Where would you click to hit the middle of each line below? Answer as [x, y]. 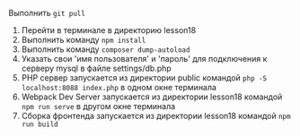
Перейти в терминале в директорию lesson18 [109, 30]
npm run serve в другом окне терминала [98, 106]
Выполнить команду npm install [84, 40]
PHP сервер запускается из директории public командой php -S [144, 78]
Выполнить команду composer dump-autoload [106, 49]
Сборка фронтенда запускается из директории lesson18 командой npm [156, 116]
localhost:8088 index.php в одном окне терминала [119, 87]
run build [40, 124]
